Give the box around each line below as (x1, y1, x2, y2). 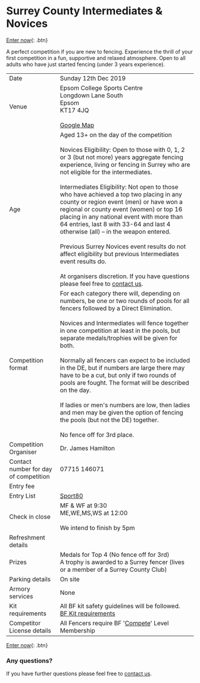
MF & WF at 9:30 (60, 501, 107, 510)
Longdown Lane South (60, 91, 123, 99)
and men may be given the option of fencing (60, 408, 183, 416)
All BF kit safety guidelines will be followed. (60, 601, 180, 610)
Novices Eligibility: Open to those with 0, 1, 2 (60, 145, 186, 154)
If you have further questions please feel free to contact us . (6, 670, 152, 677)
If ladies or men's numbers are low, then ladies (60, 401, 190, 409)
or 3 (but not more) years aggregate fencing (60, 153, 183, 161)
